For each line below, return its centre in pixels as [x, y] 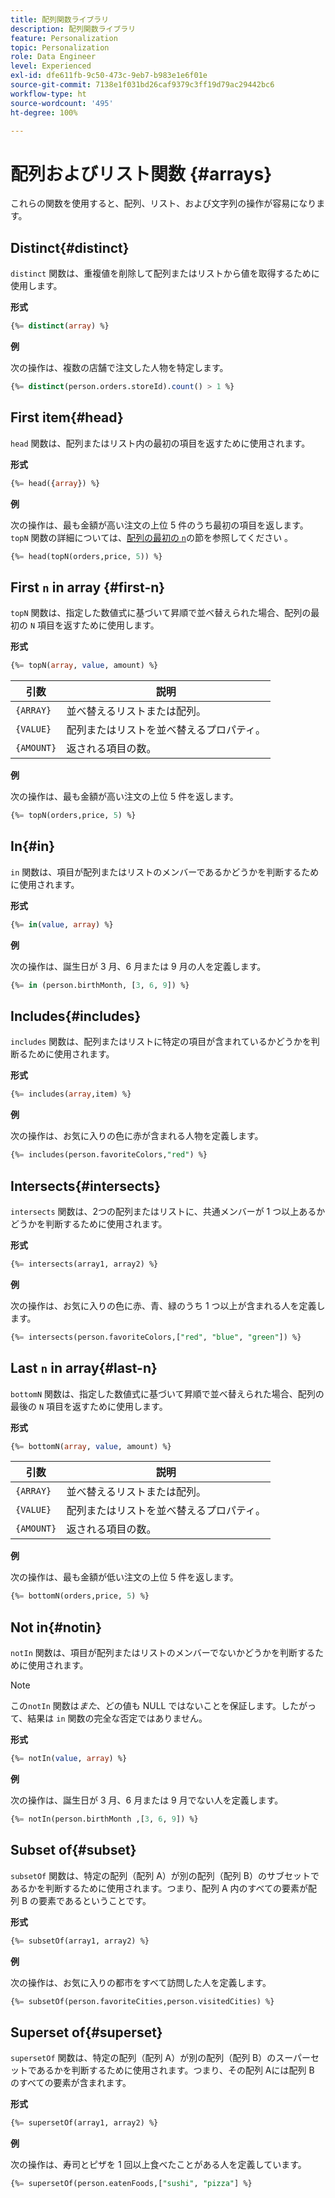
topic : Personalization [60, 47]
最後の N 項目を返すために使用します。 [89, 1406]
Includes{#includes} [76, 1016]
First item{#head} [67, 417]
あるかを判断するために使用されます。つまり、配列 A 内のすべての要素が [159, 1888]
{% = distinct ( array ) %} [60, 326]
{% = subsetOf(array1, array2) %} [80, 1941]
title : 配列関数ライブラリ [60, 19]
